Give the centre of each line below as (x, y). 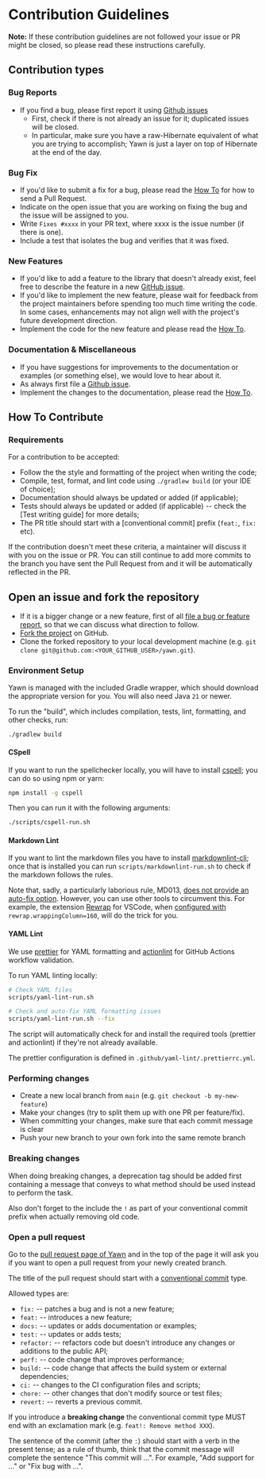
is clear (32, 1130)
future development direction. (68, 321)
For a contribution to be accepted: (64, 457)
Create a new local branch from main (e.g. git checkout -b (116, 1096)
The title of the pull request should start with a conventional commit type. (128, 1278)
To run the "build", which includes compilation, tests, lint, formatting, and (127, 711)
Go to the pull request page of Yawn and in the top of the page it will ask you (133, 1254)
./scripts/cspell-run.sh (49, 822)
